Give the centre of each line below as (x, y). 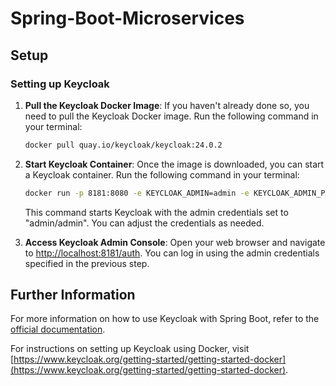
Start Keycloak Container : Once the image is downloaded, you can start (174, 164)
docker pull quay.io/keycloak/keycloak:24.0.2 (123, 145)
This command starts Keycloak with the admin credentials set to (156, 212)
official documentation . (58, 329)
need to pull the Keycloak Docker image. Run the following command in (171, 116)
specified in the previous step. (87, 263)
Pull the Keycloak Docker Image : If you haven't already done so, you (167, 105)
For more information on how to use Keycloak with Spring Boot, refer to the (165, 319)
